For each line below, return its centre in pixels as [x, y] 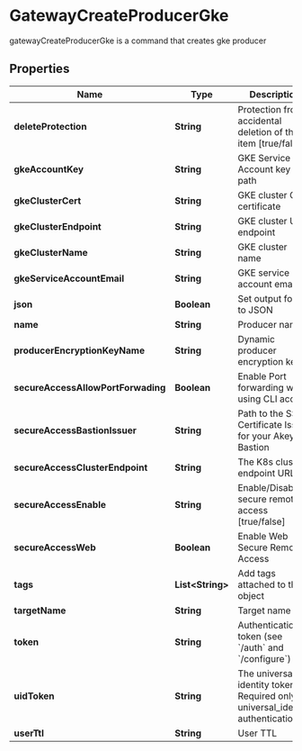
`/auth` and [261, 647]
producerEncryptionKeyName [80, 350]
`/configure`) [265, 658]
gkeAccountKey [49, 169]
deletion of [260, 131]
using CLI [258, 399]
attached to [262, 584]
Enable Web [263, 536]
